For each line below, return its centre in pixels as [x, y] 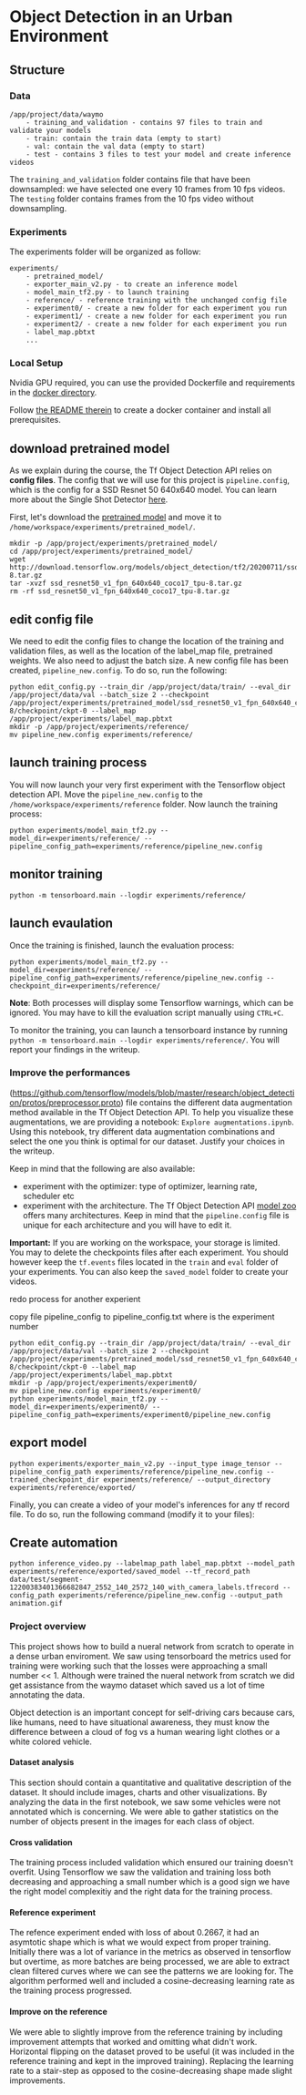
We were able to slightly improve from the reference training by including [146, 2032]
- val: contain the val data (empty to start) [116, 146]
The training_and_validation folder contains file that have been [130, 179]
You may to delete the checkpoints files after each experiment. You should [149, 1252]
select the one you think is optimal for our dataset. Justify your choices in [147, 1141]
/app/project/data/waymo [56, 114]
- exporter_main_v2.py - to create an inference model [132, 284]
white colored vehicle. [51, 1741]
